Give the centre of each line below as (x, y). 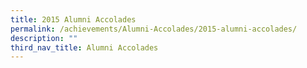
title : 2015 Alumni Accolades (73, 19)
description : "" (44, 38)
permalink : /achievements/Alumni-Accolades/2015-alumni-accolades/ (154, 29)
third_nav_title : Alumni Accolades (84, 47)
